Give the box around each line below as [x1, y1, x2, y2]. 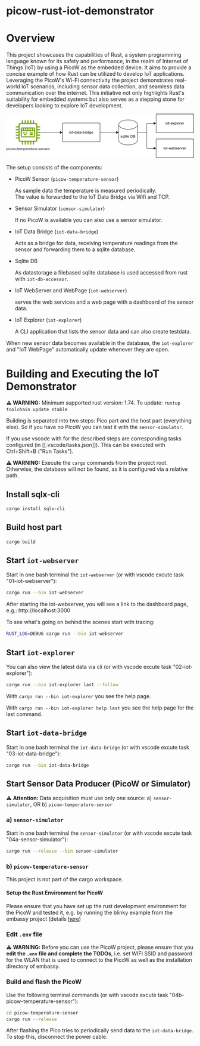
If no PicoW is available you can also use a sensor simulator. [14, 217, 162, 224]
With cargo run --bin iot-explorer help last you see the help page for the [6, 704, 194, 711]
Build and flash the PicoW [6, 977, 82, 986]
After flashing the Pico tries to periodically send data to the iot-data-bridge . [6, 1027, 193, 1034]
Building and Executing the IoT [6, 367, 160, 380]
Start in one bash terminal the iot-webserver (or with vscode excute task [6, 571, 185, 578]
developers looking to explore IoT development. [6, 102, 123, 109]
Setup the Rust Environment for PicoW [6, 889, 103, 896]
